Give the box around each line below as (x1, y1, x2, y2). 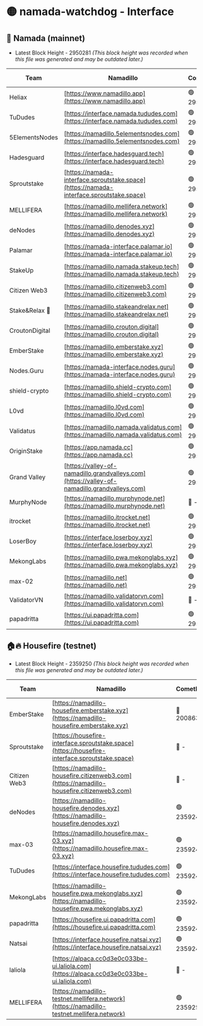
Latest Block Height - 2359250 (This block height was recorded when (14, 660, 189, 667)
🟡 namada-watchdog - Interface (6, 5, 174, 19)
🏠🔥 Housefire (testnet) (6, 641, 97, 651)
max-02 (9, 577, 33, 585)
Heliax (9, 93, 27, 101)
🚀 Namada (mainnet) (6, 33, 86, 43)
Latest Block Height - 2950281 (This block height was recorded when (14, 49, 188, 56)
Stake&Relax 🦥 (9, 306, 51, 315)
